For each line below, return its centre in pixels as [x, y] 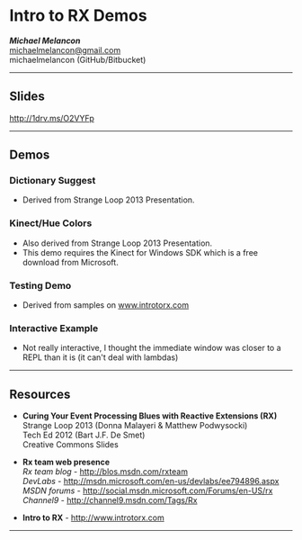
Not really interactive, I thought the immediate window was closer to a [151, 348]
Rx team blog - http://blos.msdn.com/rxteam [105, 472]
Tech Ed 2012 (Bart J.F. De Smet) [84, 435]
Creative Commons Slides [70, 445]
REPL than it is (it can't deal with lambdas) [100, 357]
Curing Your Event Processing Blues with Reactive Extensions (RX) [150, 416]
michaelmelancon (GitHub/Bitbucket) [78, 59]
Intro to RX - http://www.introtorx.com [93, 517]
